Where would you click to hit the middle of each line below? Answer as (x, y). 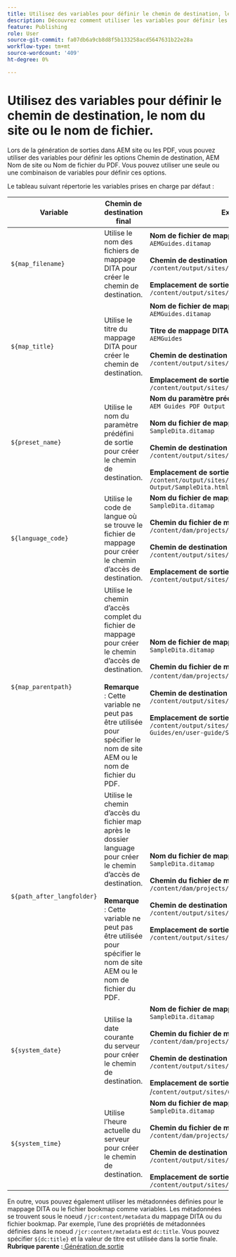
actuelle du (123, 1130)
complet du (123, 617)
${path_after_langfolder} (54, 896)
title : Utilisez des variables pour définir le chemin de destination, (114, 14)
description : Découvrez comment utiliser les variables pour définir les (118, 20)
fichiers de (122, 251)
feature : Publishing (38, 27)
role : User (23, 33)
